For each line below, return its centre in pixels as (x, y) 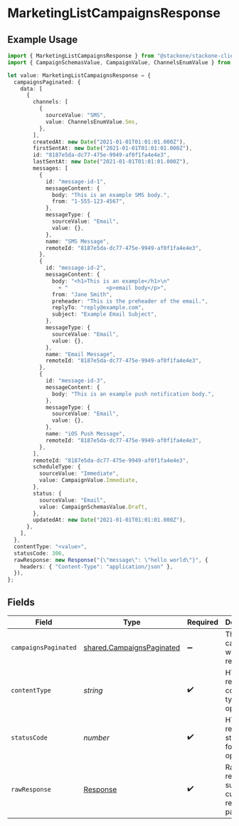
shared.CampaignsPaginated (132, 648)
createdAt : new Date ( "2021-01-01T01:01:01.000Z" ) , (110, 142)
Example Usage (43, 40)
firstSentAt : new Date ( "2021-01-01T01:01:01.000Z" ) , (113, 148)
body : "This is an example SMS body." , (111, 195)
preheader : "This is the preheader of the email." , (130, 301)
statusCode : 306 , (39, 553)
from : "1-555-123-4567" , (89, 201)
